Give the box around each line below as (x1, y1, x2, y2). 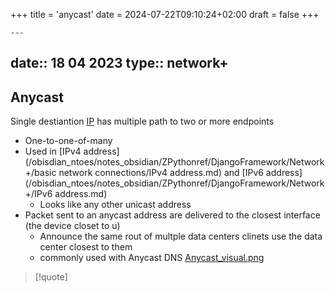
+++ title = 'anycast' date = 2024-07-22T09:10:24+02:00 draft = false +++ (10, 9, 320, 20)
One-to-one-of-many (24, 135, 113, 147)
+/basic (24, 167, 57, 179)
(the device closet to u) (24, 220, 121, 232)
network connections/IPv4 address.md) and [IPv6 (58, 167, 264, 179)
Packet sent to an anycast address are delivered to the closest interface (24, 209, 321, 221)
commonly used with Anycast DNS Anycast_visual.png (39, 252, 265, 264)
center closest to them (39, 241, 133, 253)
